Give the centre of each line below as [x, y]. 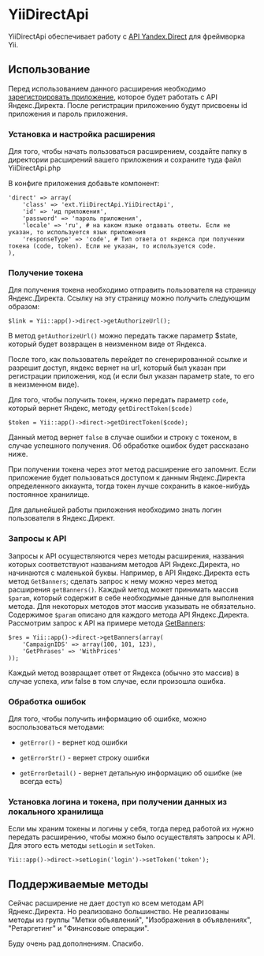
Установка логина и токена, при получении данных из [117, 801]
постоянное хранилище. [49, 495]
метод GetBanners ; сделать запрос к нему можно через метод [113, 581]
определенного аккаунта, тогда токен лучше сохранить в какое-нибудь [129, 486]
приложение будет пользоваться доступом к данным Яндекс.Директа [127, 478]
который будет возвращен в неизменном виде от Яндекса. [108, 344]
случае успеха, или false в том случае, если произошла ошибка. [117, 681]
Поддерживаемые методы [78, 884]
